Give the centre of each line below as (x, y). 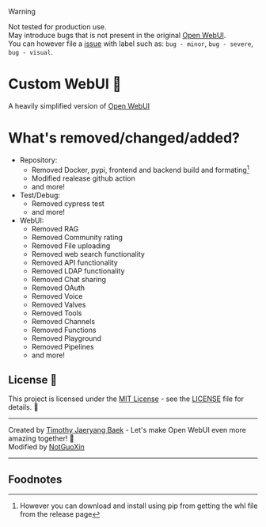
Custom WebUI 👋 (65, 84)
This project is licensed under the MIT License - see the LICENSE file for (126, 399)
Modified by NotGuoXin (46, 447)
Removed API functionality (75, 262)
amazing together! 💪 (41, 438)
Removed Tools (57, 313)
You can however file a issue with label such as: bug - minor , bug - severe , (131, 44)
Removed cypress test (68, 203)
